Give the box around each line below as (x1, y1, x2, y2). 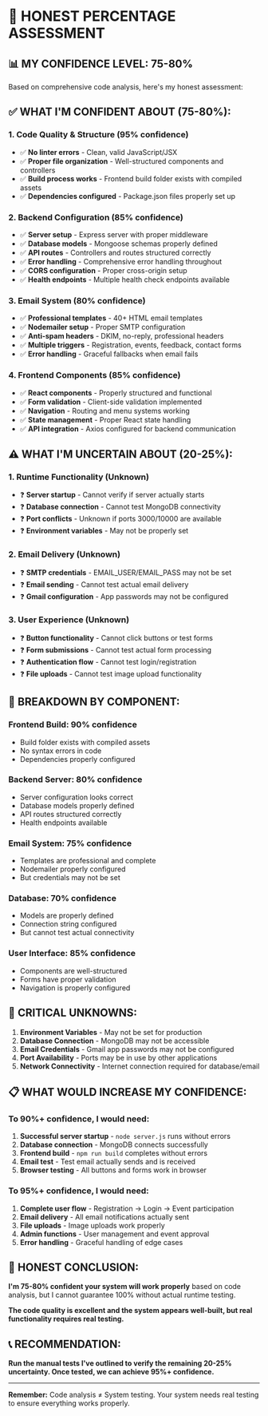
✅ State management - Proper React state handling (19, 414, 191, 424)
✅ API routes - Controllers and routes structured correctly (19, 248, 211, 257)
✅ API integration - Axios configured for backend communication (19, 423, 237, 434)
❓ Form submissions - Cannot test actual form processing (19, 645, 212, 654)
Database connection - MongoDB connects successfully (19, 1140, 209, 1149)
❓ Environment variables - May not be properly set (19, 526, 189, 536)
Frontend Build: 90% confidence (8, 719, 137, 730)
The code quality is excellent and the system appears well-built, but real (8, 1306, 253, 1315)
